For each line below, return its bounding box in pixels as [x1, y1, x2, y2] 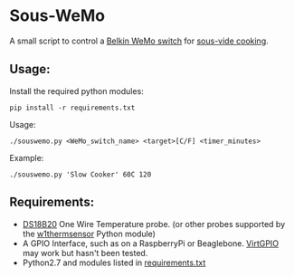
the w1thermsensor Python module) [22, 228, 156, 239]
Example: [9, 152, 44, 163]
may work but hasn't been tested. [22, 247, 148, 258]
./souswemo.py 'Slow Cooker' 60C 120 [9, 169, 152, 179]
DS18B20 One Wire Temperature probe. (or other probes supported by [22, 218, 286, 229]
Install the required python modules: [9, 85, 145, 96]
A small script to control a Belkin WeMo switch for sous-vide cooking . [9, 35, 269, 46]
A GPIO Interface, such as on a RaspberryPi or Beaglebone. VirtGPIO [22, 237, 279, 249]
